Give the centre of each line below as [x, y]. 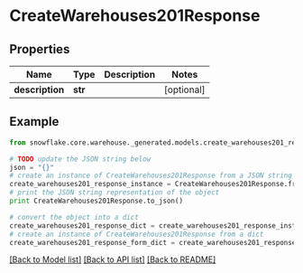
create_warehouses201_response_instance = [90, 184]
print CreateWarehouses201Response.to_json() [96, 201]
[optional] [184, 89]
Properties [40, 49]
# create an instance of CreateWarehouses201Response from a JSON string [151, 176]
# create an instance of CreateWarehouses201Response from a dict [137, 234]
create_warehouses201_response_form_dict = [92, 242]
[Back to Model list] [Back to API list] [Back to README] [113, 259]
